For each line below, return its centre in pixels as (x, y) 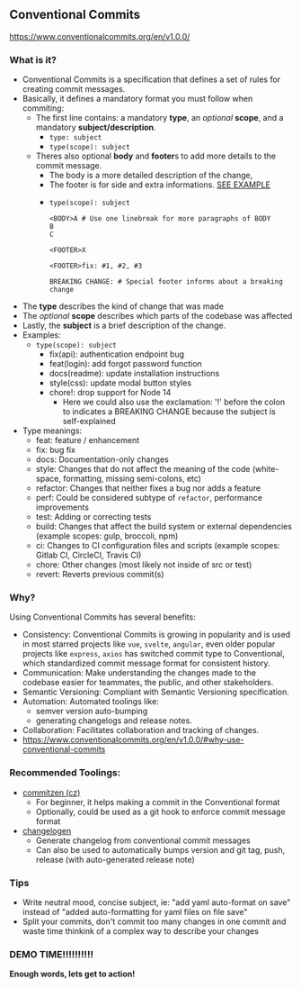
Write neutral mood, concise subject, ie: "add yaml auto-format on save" (156, 902)
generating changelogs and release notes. (114, 721)
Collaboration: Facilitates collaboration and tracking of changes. (141, 730)
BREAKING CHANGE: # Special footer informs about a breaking (166, 282)
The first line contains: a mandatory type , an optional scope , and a (159, 118)
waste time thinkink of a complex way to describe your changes (140, 931)
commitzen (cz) (51, 793)
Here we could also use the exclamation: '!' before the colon (174, 402)
